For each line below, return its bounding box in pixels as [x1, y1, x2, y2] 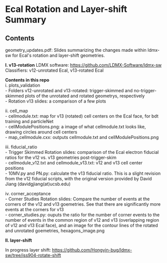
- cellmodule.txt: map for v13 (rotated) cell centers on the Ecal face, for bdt [5, 113, 159, 119]
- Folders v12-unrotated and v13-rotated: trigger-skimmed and [5, 88, 133, 93]
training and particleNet [5, 119, 54, 124]
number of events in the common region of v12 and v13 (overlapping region [5, 217, 159, 223]
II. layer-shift [5, 238, 32, 243]
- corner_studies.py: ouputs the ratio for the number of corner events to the [5, 212, 160, 218]
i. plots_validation [5, 82, 41, 88]
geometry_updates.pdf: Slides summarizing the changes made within [5, 47, 147, 53]
